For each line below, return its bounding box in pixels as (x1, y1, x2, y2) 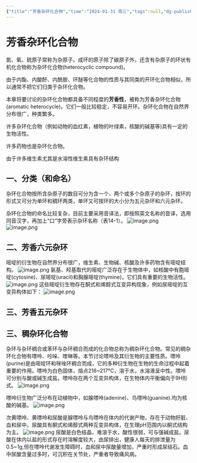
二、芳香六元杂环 (6, 242, 68, 252)
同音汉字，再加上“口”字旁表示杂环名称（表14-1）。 (6, 217, 126, 224)
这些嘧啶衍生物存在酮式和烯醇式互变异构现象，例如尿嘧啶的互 (39, 281, 188, 288)
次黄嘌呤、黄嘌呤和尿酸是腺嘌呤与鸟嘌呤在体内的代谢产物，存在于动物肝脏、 (6, 414, 191, 421)
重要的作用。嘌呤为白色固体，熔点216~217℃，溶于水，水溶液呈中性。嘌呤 (6, 367, 186, 375)
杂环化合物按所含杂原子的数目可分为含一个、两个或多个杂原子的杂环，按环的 (6, 190, 191, 197)
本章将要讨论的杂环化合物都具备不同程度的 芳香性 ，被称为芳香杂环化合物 (6, 95, 181, 102)
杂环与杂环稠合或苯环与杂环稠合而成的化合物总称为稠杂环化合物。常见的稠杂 (6, 345, 191, 352)
